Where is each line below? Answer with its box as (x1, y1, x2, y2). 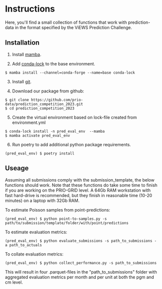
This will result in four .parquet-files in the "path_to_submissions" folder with (5, 269, 157, 274)
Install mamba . (12, 51, 42, 57)
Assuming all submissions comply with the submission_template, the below (5, 177, 155, 183)
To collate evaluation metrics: (5, 251, 64, 257)
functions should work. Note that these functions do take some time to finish (5, 182, 158, 188)
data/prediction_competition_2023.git (5, 102, 83, 106)
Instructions (5, 3, 55, 15)
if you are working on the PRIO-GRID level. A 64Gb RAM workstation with (5, 187, 151, 193)
